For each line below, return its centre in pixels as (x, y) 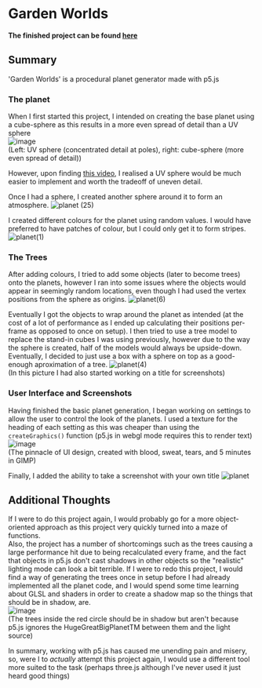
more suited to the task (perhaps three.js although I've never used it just (125, 668)
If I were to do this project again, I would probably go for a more (111, 519)
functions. (24, 536)
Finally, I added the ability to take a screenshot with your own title (114, 475)
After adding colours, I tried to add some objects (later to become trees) (124, 275)
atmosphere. (29, 206)
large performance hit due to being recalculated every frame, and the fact (127, 552)
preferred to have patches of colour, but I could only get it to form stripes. (127, 229)
